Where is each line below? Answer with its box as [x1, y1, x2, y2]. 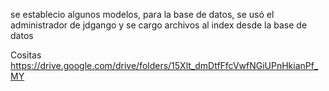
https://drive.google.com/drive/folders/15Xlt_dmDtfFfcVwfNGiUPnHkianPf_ [10, 60, 319, 71]
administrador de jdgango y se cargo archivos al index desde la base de [10, 19, 308, 31]
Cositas [10, 49, 42, 61]
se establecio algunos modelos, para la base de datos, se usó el [10, 9, 275, 20]
